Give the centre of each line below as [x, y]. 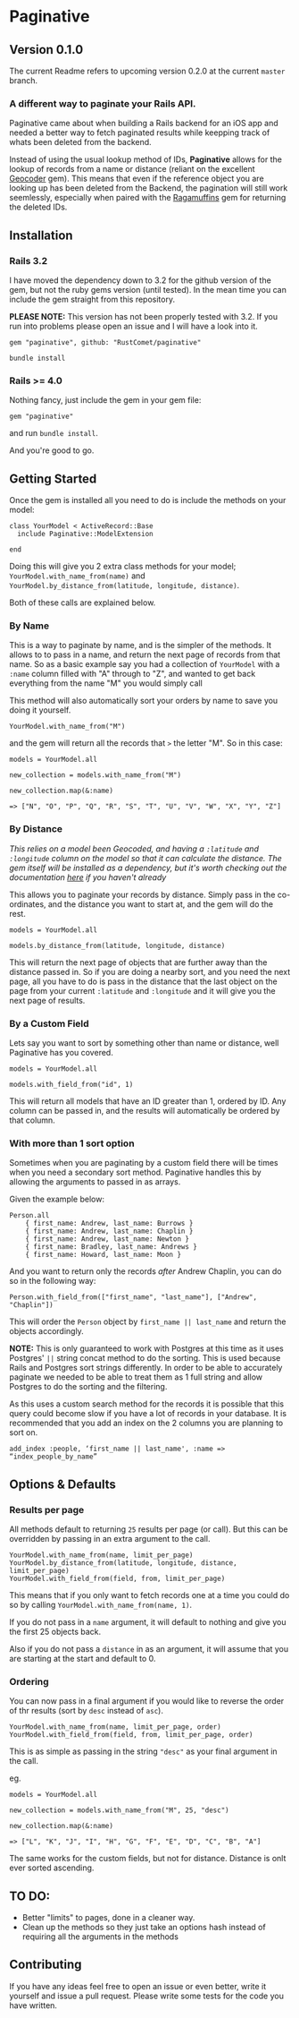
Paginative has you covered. [61, 1052]
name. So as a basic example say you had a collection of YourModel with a [145, 664]
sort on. [24, 1432]
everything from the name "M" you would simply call [106, 683]
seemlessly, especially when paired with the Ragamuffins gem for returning [148, 198]
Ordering [29, 1681]
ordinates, [28, 904]
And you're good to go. [52, 450]
